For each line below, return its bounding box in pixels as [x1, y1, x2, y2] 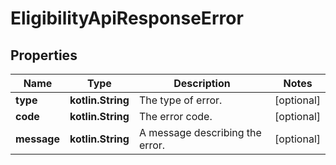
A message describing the [138, 126, 262, 139]
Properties [10, 47, 78, 64]
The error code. [138, 110, 213, 123]
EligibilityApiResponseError [10, 7, 244, 30]
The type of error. [138, 93, 223, 107]
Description [173, 77, 231, 90]
